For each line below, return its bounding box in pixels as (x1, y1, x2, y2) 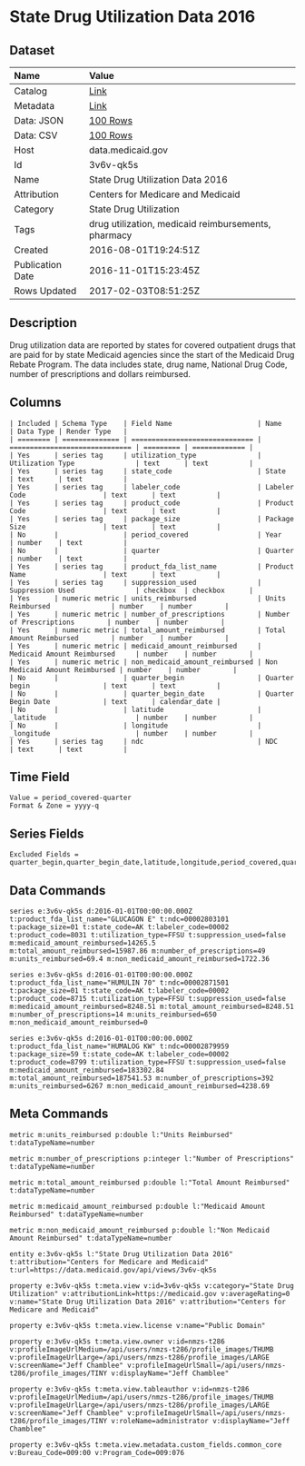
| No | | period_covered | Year (9, 530, 282, 540)
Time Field (9, 769, 70, 785)
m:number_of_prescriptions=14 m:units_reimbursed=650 (9, 1010, 218, 1019)
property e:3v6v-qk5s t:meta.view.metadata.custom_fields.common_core (9, 1440, 282, 1450)
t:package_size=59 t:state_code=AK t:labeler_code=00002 (9, 1050, 230, 1059)
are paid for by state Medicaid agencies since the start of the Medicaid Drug (9, 349, 295, 360)
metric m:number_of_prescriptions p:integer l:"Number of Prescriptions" (9, 1154, 295, 1164)
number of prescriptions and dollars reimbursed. (9, 368, 191, 379)
